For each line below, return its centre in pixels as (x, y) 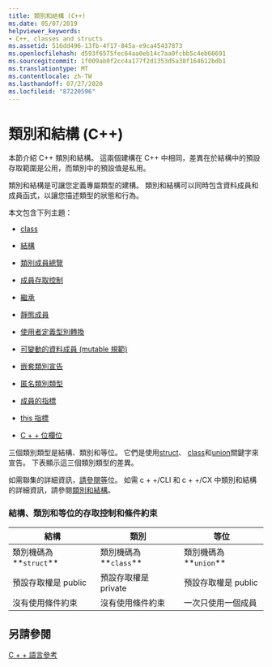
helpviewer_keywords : (45, 31)
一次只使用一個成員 (220, 603)
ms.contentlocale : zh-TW (50, 76)
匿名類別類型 (41, 384)
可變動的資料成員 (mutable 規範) (74, 349)
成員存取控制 (41, 280)
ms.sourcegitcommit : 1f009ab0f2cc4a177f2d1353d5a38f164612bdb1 (117, 62)
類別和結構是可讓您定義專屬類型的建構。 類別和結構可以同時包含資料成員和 (134, 185)
